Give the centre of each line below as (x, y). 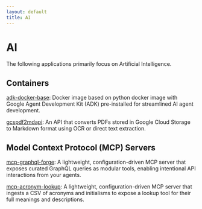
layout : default (27, 12)
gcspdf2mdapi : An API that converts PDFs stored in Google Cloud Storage (99, 122)
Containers (28, 83)
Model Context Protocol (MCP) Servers (81, 148)
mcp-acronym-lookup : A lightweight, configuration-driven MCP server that (99, 187)
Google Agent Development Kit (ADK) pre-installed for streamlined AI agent (100, 104)
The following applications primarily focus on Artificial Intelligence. (89, 64)
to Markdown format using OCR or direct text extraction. (76, 129)
